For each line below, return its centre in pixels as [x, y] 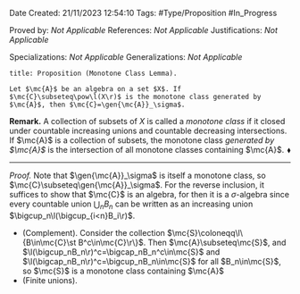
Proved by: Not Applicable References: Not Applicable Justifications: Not [144, 30]
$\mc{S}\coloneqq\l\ [205, 232]
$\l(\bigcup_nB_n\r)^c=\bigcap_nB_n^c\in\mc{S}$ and [121, 252]
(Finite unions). [50, 280]
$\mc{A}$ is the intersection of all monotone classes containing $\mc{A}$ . [147, 150]
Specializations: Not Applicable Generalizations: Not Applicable [126, 57]
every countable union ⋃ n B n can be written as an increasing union [131, 205]
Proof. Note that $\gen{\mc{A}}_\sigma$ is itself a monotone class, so [137, 175]
